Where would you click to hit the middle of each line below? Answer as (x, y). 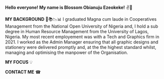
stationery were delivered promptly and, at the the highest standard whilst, (81, 47)
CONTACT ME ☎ (23, 72)
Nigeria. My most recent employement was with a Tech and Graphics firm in (82, 37)
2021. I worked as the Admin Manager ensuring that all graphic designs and (82, 42)
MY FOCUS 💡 (19, 62)
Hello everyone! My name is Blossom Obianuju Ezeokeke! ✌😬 (69, 7)
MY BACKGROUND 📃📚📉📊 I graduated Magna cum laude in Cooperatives (81, 19)
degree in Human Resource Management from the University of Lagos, (77, 31)
